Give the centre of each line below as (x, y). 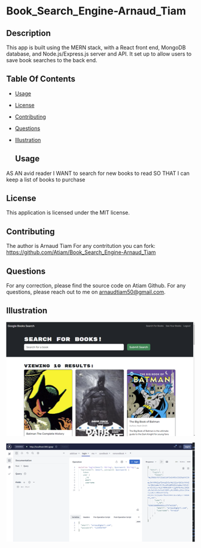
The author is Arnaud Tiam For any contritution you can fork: (81, 246)
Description (28, 33)
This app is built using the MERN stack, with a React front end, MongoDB (96, 47)
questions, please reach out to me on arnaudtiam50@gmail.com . (86, 292)
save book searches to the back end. (52, 60)
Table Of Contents (41, 79)
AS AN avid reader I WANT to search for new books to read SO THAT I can (98, 173)
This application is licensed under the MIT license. (68, 213)
